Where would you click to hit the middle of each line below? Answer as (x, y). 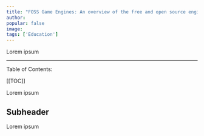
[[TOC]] (16, 81)
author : (16, 18)
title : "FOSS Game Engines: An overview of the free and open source (96, 12)
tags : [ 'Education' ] (32, 35)
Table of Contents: (29, 69)
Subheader (28, 112)
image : (15, 29)
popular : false (25, 23)
